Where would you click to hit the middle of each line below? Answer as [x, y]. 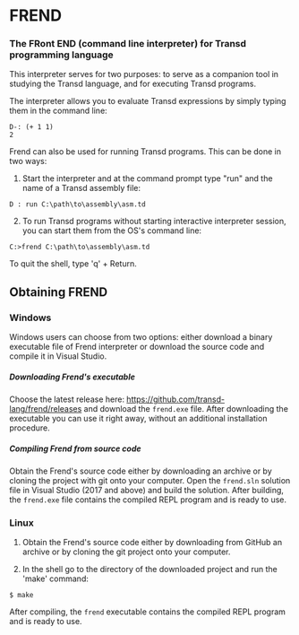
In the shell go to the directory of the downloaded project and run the [149, 570]
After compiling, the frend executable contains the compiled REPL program [148, 612]
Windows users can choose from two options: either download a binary [141, 337]
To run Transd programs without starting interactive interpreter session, [154, 222]
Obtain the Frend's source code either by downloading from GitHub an [152, 543]
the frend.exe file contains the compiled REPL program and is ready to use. [148, 500]
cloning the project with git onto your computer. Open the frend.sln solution [150, 481]
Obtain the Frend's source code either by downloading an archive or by [141, 471]
